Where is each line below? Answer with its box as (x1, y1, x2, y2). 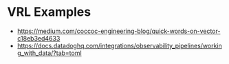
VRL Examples (7, 4, 91, 20)
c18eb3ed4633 (17, 34, 61, 42)
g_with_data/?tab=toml (17, 49, 82, 57)
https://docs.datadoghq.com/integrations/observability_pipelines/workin (17, 41, 222, 50)
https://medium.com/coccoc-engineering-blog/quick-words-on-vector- (17, 27, 221, 35)
